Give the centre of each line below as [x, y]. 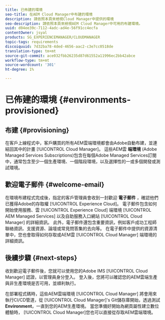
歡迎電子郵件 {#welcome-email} [55, 185]
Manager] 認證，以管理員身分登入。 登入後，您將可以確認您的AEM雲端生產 [81, 277]
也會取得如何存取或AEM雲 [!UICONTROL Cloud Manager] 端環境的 [89, 234]
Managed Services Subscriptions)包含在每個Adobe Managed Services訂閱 [81, 155]
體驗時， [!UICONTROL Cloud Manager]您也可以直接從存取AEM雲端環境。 [81, 312]
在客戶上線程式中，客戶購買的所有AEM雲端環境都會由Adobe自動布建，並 [79, 143]
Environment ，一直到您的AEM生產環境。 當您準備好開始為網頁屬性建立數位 [82, 306]
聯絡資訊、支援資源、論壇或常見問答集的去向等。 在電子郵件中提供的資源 [79, 229]
